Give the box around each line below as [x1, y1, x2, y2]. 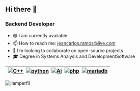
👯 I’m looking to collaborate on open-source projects [12, 47, 123, 54]
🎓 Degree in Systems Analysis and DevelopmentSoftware [12, 53, 135, 59]
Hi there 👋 [5, 5, 37, 14]
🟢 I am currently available [12, 32, 68, 38]
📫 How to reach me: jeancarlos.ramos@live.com [12, 40, 116, 46]
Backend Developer [5, 20, 55, 28]
